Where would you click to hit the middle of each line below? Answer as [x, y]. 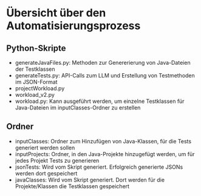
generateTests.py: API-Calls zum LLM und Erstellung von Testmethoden [105, 75]
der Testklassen [35, 69]
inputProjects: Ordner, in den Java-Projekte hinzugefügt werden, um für [105, 154]
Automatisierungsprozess [73, 26]
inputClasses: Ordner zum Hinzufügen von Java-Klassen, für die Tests [103, 141]
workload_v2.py [35, 95]
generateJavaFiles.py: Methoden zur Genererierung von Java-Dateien [103, 63]
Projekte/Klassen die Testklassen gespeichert [72, 186]
